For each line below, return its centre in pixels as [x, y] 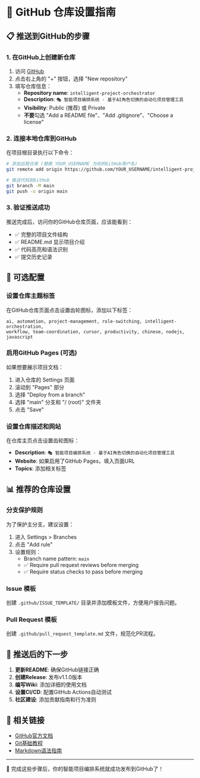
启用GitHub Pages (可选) [42, 353]
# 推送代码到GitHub [28, 180]
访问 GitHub [29, 71]
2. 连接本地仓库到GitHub [42, 138]
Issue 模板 [21, 588]
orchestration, [25, 326]
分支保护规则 [25, 510]
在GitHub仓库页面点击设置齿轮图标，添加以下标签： [69, 310]
